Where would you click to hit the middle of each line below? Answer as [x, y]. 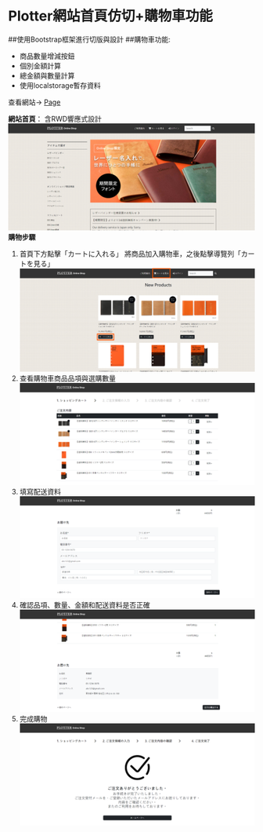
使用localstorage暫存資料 [60, 85]
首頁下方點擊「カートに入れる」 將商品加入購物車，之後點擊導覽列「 [130, 254]
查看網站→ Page [34, 102]
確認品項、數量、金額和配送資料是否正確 [85, 605]
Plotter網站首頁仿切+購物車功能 [110, 16]
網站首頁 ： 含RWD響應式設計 [55, 119]
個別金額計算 [40, 66]
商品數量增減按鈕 [47, 56]
